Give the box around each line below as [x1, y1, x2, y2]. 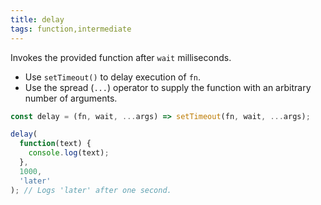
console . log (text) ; [28, 148, 110, 158]
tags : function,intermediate [10, 24, 132, 34]
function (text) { [19, 139, 92, 149]
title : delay [10, 14, 65, 25]
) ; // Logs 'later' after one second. [10, 185, 172, 195]
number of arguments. [24, 92, 118, 104]
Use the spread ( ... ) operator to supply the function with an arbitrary [24, 81, 312, 93]
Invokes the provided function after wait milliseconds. [10, 51, 232, 63]
